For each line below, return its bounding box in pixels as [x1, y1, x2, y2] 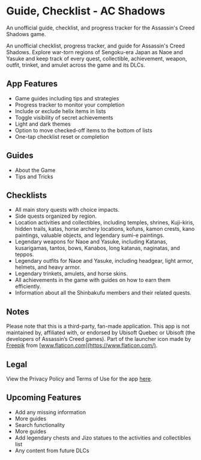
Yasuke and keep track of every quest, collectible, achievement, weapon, [6, 55, 187, 62]
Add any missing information [14, 408, 86, 416]
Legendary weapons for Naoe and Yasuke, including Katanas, [14, 238, 168, 245]
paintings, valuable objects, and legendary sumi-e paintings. [14, 232, 165, 239]
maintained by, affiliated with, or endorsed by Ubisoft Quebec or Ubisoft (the [6, 329, 196, 336]
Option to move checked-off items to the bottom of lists [14, 126, 153, 133]
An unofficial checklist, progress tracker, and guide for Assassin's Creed [6, 42, 185, 49]
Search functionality [14, 421, 65, 428]
